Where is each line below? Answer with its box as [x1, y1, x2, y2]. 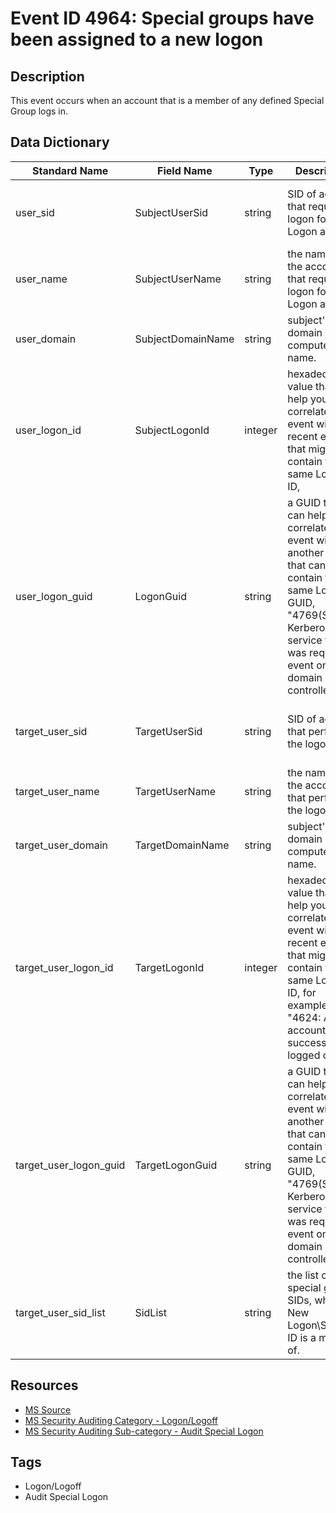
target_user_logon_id [15, 960, 114, 974]
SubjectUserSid [134, 205, 209, 219]
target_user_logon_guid [15, 1158, 126, 1172]
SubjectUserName [134, 272, 222, 286]
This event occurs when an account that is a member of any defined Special [10, 95, 325, 106]
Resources [10, 1377, 79, 1394]
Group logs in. [10, 105, 69, 117]
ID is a [287, 1330, 317, 1344]
